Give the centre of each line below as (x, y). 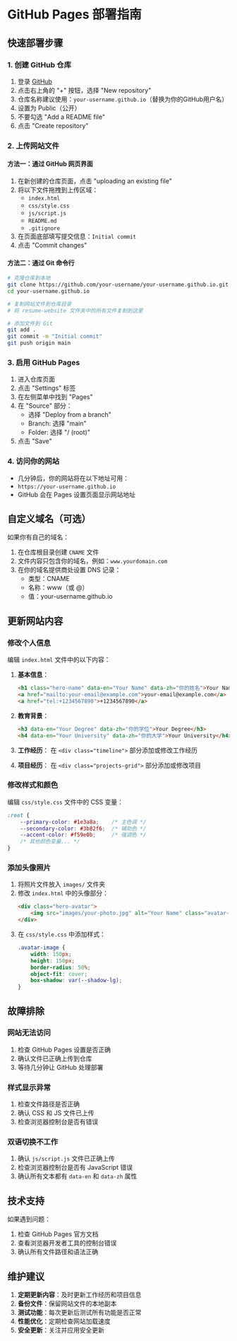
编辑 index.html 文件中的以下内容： (59, 660)
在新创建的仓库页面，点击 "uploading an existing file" (95, 181)
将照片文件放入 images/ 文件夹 (61, 885)
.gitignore (44, 229)
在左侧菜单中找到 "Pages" (55, 397)
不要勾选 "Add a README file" (61, 117)
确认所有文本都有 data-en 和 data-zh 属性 (77, 1176)
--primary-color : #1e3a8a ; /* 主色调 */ (83, 822)
